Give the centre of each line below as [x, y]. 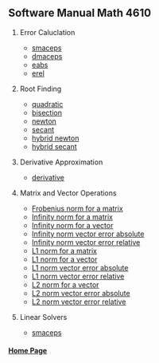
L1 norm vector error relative [78, 276]
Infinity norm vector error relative [86, 242]
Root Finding [41, 89]
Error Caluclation [47, 32]
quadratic [47, 104]
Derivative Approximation [61, 162]
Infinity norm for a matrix [72, 217]
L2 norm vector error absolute [81, 293]
